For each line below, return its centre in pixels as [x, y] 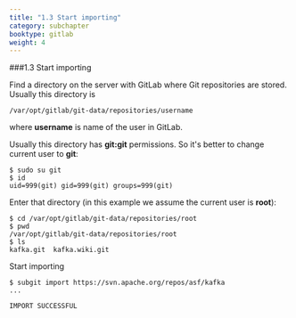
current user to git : [44, 154]
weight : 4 [28, 42]
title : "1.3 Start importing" [66, 17]
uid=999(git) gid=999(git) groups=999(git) [91, 186]
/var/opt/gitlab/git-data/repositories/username [101, 111]
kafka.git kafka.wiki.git [59, 250]
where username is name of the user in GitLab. [96, 127]
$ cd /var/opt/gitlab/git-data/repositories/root [103, 219]
